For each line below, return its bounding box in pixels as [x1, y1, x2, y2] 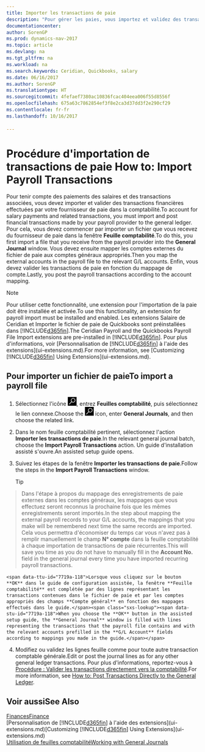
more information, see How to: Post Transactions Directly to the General [15, 672, 196, 679]
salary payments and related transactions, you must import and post [6, 212, 178, 220]
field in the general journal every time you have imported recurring [21, 555, 189, 562]
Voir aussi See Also [6, 696, 79, 707]
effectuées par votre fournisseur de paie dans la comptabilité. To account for [6, 206, 198, 214]
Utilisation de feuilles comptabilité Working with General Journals [6, 739, 168, 746]
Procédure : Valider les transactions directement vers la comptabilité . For [15, 666, 197, 673]
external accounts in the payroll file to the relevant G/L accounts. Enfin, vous [6, 258, 198, 266]
